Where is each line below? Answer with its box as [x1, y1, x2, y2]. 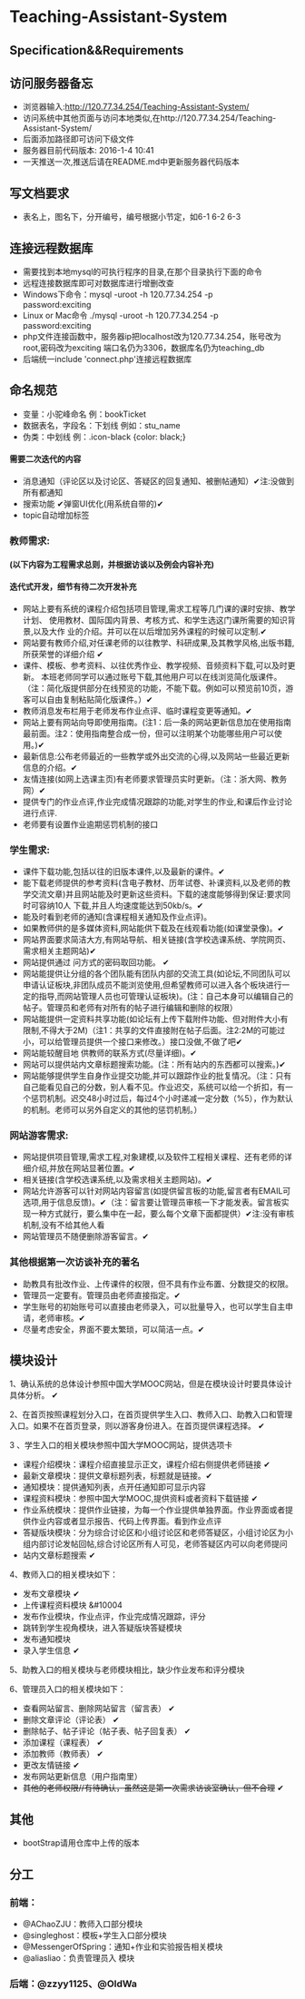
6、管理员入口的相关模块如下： [9, 1684, 126, 1695]
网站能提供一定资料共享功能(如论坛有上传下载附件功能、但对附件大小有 [22, 1014, 289, 1025]
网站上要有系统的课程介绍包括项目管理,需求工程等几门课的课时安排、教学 [22, 603, 296, 614]
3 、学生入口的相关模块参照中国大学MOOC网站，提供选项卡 [9, 1440, 233, 1451]
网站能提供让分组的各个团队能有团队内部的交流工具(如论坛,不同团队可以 [22, 969, 290, 980]
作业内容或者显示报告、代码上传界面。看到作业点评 [30, 1516, 222, 1527]
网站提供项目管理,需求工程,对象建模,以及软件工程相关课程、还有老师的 [22, 1151, 284, 1163]
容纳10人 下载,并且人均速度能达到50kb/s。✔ [38, 901, 204, 911]
